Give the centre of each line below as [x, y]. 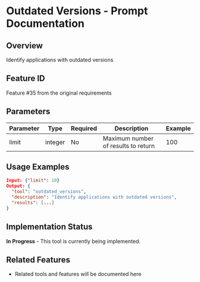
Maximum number [128, 138]
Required [84, 128]
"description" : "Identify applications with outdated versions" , [94, 198]
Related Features [38, 260]
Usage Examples [38, 167]
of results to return [129, 146]
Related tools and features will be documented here [78, 274]
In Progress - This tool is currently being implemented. [74, 241]
